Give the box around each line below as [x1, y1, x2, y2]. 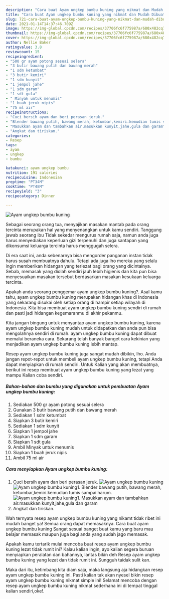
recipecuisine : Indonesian [6, 175, 62, 180]
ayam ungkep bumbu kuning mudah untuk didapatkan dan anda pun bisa [6, 325, 156, 331]
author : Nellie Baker [6, 40, 51, 45]
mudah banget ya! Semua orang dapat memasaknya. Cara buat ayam [6, 520, 149, 526]
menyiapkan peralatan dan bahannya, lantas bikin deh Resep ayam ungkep [6, 551, 160, 557]
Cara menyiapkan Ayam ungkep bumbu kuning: [6, 466, 108, 472]
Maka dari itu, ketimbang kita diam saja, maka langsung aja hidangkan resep [6, 566, 163, 572]
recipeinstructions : [6, 110, 49, 115]
